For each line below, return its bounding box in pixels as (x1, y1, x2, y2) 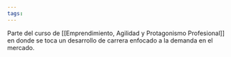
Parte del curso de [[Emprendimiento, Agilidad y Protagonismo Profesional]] (7, 29, 225, 37)
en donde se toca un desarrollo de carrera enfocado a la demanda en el (7, 36, 214, 45)
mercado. (7, 43, 35, 52)
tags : (7, 10, 23, 17)
